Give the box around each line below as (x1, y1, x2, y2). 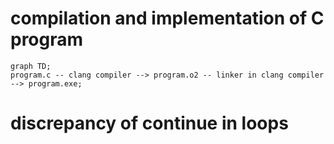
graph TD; (10, 61, 52, 71)
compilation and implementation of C (10, 7, 325, 30)
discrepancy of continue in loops (10, 112, 289, 135)
